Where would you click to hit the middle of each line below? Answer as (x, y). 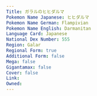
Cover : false (22, 73)
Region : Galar (24, 45)
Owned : (14, 84)
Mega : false (21, 61)
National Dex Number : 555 (38, 39)
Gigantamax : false (29, 67)
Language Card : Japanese (37, 34)
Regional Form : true (32, 51)
